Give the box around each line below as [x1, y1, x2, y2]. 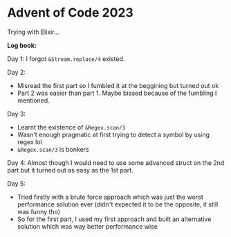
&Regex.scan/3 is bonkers [17, 145, 89, 153]
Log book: [7, 41, 37, 49]
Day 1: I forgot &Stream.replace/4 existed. [7, 54, 125, 63]
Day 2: [7, 68, 26, 76]
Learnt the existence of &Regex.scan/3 [17, 123, 126, 131]
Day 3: [7, 109, 26, 118]
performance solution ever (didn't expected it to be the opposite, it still [17, 200, 219, 209]
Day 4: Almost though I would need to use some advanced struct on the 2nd [7, 158, 225, 167]
